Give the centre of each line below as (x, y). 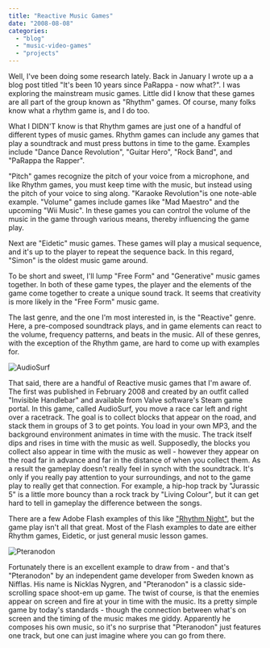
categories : (28, 31)
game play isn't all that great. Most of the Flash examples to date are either (133, 527)
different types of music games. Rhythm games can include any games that (134, 135)
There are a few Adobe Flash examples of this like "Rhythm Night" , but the (132, 518)
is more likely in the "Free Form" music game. (84, 302)
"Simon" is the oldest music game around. (78, 260)
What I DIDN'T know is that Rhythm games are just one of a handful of (125, 126)
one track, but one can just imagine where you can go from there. (117, 635)
